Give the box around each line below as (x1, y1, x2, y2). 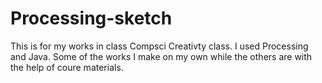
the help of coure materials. (10, 61, 124, 73)
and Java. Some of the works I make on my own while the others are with (10, 50, 313, 62)
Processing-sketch (10, 7, 173, 30)
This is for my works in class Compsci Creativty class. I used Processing (10, 40, 309, 52)
